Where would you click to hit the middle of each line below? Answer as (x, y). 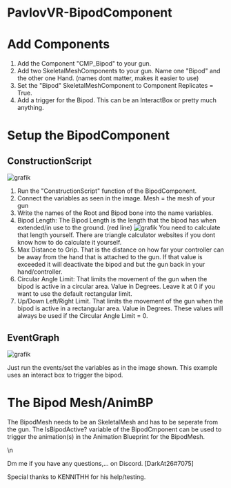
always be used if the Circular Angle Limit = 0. (82, 316)
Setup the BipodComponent (89, 135)
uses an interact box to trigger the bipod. (65, 375)
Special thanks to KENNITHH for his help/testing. (77, 477)
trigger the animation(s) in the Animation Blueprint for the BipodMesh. (106, 436)
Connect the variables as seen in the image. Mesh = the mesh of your (116, 198)
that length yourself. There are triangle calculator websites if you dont (116, 235)
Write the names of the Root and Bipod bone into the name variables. (115, 213)
